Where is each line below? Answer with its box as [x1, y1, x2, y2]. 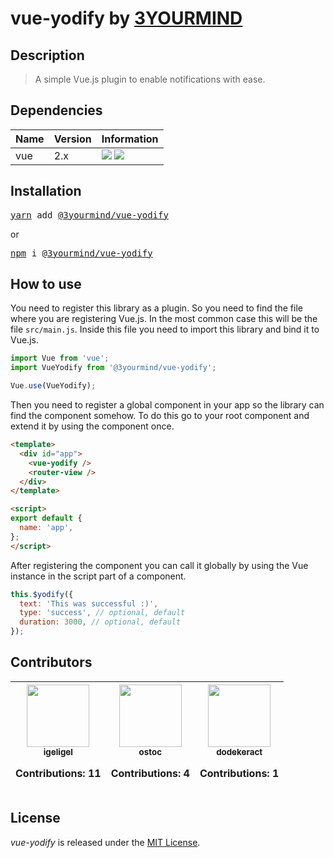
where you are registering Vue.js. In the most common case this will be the [10, 313, 318, 325]
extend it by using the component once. [10, 420, 175, 432]
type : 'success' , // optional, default [19, 608, 186, 618]
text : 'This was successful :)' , [19, 598, 159, 609]
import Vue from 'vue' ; [10, 353, 110, 364]
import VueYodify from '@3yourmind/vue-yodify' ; [10, 363, 217, 373]
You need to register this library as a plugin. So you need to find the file [10, 302, 303, 314]
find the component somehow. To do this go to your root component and [10, 410, 310, 422]
